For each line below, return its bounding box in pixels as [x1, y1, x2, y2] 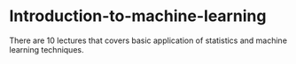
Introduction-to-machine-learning [9, 6, 267, 26]
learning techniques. [9, 44, 84, 54]
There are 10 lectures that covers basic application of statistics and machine [9, 35, 288, 46]
